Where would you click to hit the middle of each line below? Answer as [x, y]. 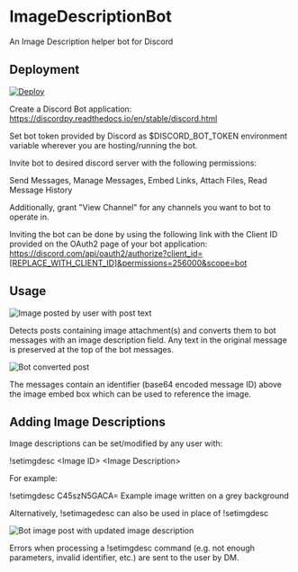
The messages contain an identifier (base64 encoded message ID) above [145, 384]
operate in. [29, 217]
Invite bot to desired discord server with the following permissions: [133, 163]
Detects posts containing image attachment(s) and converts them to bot [143, 330]
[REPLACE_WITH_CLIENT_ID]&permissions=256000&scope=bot [128, 263]
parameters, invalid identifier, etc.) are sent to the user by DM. [124, 558]
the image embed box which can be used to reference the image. [131, 394]
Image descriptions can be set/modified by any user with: [116, 443]
